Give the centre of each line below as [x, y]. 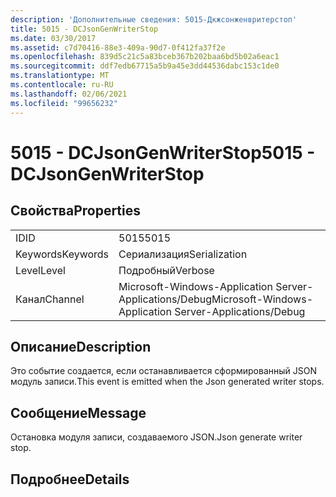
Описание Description [81, 346]
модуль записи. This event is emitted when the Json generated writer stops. [167, 382]
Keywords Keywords [62, 254]
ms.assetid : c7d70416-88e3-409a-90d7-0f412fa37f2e [118, 47]
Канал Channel [50, 299]
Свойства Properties [76, 211]
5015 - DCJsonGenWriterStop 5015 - [163, 152]
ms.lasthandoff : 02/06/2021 [69, 94]
